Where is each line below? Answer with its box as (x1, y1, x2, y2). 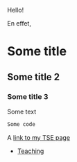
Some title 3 (7, 91, 49, 101)
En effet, (7, 19, 31, 27)
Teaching (17, 147, 44, 155)
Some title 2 (7, 71, 60, 82)
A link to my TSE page (7, 133, 71, 141)
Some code (7, 120, 36, 127)
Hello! (7, 6, 24, 14)
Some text (7, 107, 37, 116)
